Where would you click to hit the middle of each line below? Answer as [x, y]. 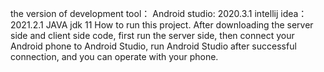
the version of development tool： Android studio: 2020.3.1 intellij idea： [159, 13]
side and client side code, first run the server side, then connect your [152, 35]
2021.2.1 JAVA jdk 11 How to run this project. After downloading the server [162, 25]
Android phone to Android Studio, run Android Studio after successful [153, 46]
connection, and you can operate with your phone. [114, 56]
